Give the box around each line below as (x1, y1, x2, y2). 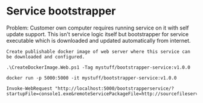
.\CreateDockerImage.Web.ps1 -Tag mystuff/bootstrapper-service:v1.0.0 (6, 64, 190, 70)
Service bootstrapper (6, 4, 116, 18)
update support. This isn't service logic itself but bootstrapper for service (6, 30, 189, 37)
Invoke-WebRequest (6, 86, 53, 92)
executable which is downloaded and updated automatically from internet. (6, 37, 192, 44)
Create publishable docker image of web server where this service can (6, 48, 190, 55)
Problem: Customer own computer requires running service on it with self (6, 24, 189, 31)
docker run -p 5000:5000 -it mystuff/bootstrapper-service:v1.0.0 (6, 75, 177, 81)
